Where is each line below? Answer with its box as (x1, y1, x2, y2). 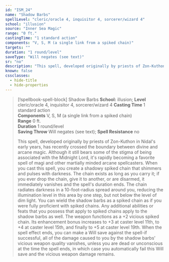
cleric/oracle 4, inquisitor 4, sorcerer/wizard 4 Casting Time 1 (17, 101, 146, 108)
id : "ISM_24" (5, 7, 33, 13)
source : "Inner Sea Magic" (5, 26, 62, 31)
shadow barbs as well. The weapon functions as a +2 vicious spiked (17, 213, 159, 220)
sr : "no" (5, 59, 24, 64)
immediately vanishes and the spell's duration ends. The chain (17, 181, 147, 187)
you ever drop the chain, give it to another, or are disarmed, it (17, 176, 145, 182)
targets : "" (5, 45, 30, 50)
